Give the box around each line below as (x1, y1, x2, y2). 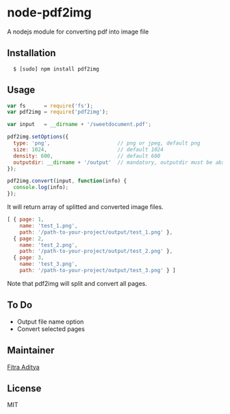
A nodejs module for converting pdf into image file (7, 27, 149, 36)
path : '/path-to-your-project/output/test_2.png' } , (19, 248, 173, 255)
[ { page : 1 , (7, 216, 44, 223)
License (7, 382, 42, 394)
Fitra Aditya (7, 363, 40, 371)
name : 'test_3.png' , (19, 260, 78, 268)
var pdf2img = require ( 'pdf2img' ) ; (7, 108, 109, 116)
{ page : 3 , (13, 254, 44, 261)
